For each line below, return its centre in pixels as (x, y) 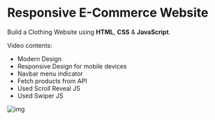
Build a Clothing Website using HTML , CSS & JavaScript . (89, 32)
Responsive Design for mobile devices (72, 66)
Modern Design (40, 59)
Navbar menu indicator (50, 74)
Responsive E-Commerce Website (108, 13)
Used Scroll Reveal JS (49, 88)
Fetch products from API (52, 80)
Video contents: (30, 45)
